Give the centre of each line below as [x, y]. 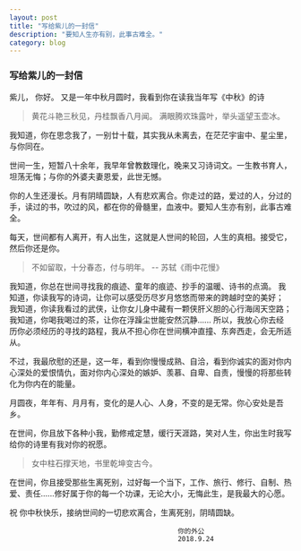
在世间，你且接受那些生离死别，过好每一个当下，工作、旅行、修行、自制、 [146, 482]
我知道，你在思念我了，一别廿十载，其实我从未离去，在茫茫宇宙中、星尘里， [150, 134]
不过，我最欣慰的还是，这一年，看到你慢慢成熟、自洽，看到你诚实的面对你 [146, 361]
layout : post [34, 17]
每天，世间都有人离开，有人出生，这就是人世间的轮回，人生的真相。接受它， [150, 237]
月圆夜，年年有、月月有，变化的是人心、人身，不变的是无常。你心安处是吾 [146, 402]
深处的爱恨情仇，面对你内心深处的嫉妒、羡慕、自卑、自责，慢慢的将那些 [150, 372]
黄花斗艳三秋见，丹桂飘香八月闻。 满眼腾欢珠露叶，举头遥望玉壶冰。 [158, 116]
